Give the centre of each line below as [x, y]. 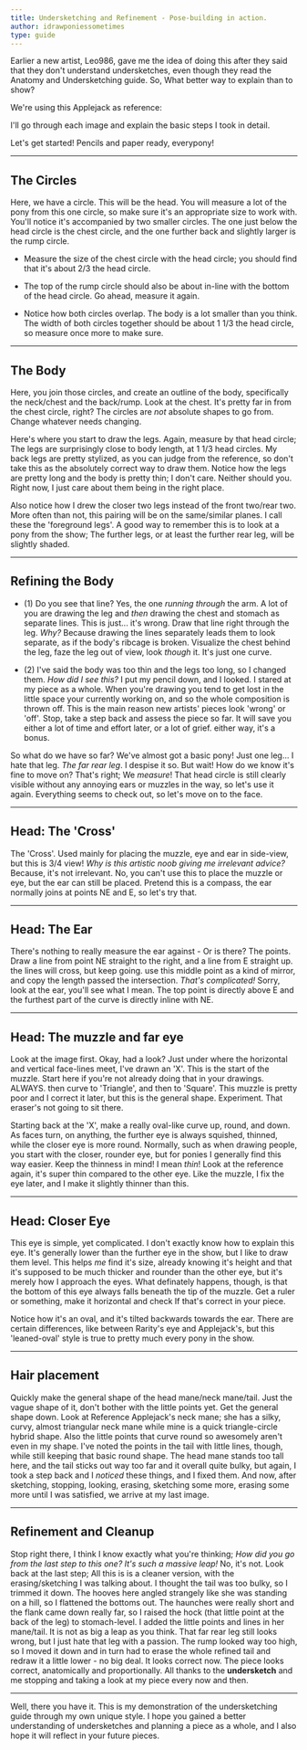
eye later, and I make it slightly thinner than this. [100, 1184]
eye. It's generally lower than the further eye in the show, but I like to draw [149, 1253]
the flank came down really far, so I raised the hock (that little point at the [148, 1612]
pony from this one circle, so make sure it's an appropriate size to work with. [154, 212]
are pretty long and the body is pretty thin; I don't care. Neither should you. [151, 478]
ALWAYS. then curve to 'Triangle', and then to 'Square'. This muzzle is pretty [154, 1089]
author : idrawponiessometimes [68, 26]
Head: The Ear [51, 929]
